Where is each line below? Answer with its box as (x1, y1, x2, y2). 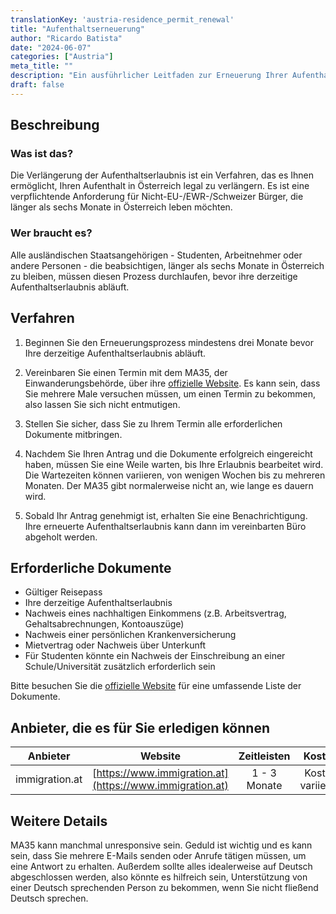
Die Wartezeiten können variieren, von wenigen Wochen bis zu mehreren (24, 469, 326, 481)
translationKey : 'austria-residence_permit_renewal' (10, 14, 235, 25)
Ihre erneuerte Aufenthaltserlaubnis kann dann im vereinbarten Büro (24, 520, 307, 532)
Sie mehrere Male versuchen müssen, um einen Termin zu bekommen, (24, 387, 316, 400)
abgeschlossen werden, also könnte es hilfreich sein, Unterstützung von (10, 871, 308, 883)
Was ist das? (10, 147, 74, 161)
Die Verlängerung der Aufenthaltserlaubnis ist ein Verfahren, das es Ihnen (10, 169, 314, 181)
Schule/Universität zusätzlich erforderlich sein (24, 661, 216, 673)
